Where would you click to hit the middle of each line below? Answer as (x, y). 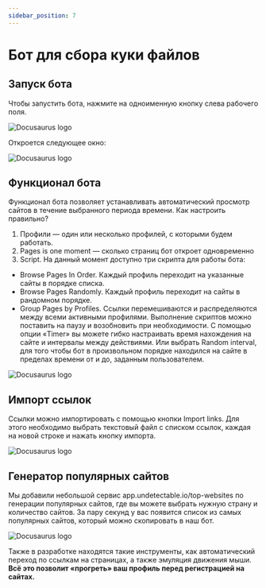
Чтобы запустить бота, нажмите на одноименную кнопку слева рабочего (133, 103)
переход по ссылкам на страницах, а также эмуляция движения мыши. (130, 560)
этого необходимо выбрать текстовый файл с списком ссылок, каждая (130, 427)
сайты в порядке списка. (62, 284)
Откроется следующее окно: (57, 142)
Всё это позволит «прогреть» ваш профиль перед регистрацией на (126, 568)
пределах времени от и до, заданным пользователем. (112, 359)
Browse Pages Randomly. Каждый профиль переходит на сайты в (130, 292)
